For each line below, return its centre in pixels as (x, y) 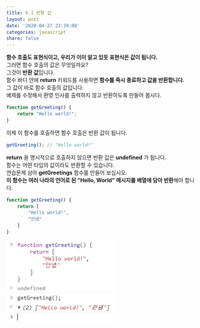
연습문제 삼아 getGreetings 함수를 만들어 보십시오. (67, 173)
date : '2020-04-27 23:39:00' (43, 26)
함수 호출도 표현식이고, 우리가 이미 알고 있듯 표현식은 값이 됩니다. (82, 57)
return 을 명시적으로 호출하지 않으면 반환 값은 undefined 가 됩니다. (86, 157)
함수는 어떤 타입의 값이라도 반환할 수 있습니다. (61, 165)
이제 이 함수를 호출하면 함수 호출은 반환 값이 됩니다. (67, 132)
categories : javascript (36, 32)
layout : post (23, 19)
